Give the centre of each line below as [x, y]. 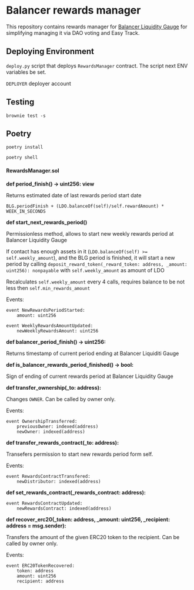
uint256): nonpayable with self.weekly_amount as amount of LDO [85, 270]
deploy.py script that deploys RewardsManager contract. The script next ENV [97, 66]
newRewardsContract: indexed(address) [64, 508]
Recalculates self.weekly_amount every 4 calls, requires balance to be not [96, 282]
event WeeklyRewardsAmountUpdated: [50, 325]
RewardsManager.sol [33, 170]
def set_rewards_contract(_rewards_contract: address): [76, 492]
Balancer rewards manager [73, 10]
